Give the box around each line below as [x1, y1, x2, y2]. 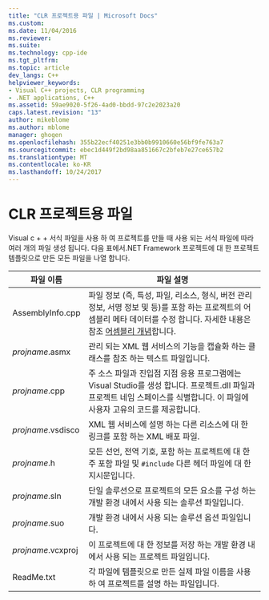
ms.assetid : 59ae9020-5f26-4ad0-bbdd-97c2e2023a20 [8, 101, 181, 109]
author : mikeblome [8, 116, 70, 124]
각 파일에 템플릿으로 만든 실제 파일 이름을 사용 [87, 566, 251, 577]
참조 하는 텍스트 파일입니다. [112, 352, 211, 364]
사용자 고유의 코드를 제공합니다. [87, 404, 201, 415]
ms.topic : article [8, 64, 70, 72]
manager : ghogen [8, 131, 62, 139]
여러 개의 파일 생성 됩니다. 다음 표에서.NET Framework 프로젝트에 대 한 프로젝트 [8, 243, 260, 252]
